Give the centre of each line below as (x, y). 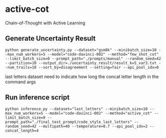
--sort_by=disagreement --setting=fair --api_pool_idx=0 (99, 67)
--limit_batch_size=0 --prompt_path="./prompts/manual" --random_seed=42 (83, 59)
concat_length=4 (22, 131)
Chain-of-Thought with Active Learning (45, 23)
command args (21, 82)
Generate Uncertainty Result (50, 38)
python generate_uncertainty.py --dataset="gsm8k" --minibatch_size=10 (81, 50)
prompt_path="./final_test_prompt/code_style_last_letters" (69, 122)
